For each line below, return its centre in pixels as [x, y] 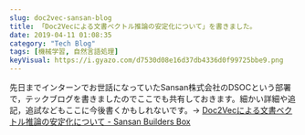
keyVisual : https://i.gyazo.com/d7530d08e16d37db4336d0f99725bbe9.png [147, 60]
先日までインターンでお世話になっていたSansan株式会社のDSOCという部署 [151, 87]
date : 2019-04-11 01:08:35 [61, 35]
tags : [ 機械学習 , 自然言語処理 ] [64, 52]
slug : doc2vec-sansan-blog [61, 18]
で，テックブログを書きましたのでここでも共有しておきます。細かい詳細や [149, 99]
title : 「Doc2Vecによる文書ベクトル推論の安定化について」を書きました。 [133, 26]
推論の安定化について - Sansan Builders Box [108, 121]
